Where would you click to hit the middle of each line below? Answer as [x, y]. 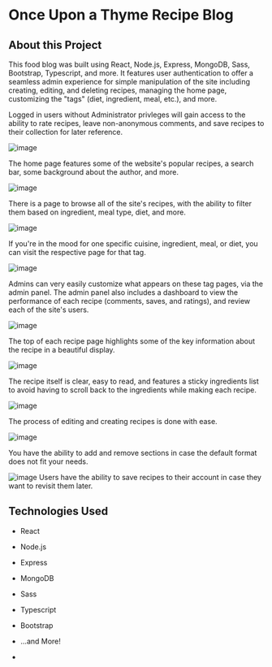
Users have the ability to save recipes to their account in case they [151, 477]
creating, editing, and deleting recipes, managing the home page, [118, 90]
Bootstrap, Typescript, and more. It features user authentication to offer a [131, 73]
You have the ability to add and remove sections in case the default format [133, 453]
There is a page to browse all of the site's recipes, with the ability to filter [130, 204]
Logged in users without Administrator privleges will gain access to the [127, 115]
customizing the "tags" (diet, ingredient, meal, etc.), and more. [113, 99]
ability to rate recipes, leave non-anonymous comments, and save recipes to [136, 123]
